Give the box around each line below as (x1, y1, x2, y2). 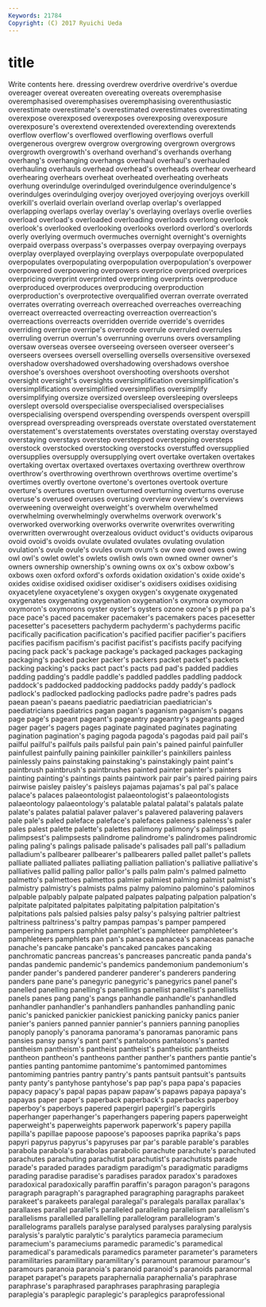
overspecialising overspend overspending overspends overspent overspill (8, 409, 250, 419)
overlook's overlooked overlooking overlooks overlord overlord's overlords (8, 224, 253, 233)
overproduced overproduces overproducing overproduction (8, 283, 204, 292)
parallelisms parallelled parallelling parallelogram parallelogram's (8, 1214, 221, 1223)
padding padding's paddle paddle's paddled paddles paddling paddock (8, 672, 242, 682)
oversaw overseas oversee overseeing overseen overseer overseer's (8, 342, 234, 351)
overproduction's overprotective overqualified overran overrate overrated (8, 292, 249, 301)
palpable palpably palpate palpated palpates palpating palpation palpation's (8, 892, 256, 902)
